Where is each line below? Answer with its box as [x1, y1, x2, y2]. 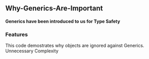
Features [5, 31, 28, 38]
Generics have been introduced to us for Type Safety [5, 18, 120, 24]
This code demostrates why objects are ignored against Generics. [5, 43, 144, 49]
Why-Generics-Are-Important [5, 4, 103, 13]
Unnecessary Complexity [5, 48, 59, 54]
